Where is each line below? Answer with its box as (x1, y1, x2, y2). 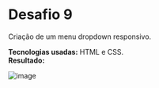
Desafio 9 (8, 6, 73, 24)
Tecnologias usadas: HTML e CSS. (8, 47, 124, 56)
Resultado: (8, 55, 45, 65)
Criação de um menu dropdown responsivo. (8, 32, 152, 41)
